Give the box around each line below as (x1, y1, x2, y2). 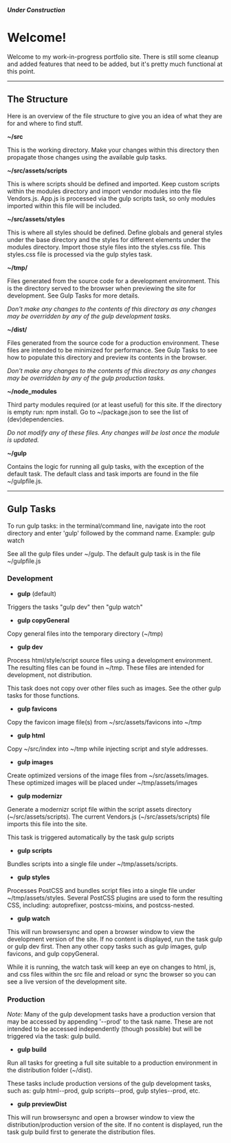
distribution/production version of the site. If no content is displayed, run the (7, 1120, 223, 1129)
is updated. (7, 436, 39, 444)
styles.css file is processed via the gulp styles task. (7, 250, 153, 258)
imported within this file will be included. (7, 201, 122, 210)
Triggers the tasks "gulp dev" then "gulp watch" (7, 603, 143, 611)
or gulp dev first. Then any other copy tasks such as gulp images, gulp (7, 942, 208, 951)
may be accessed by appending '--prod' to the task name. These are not (7, 1017, 213, 1026)
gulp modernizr (16, 792, 63, 800)
